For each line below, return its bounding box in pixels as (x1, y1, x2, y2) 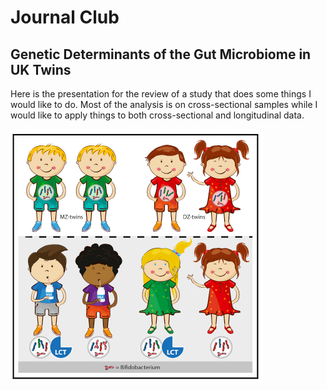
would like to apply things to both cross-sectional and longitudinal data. (10, 109, 305, 121)
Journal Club (10, 6, 120, 29)
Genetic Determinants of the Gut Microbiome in (10, 46, 312, 63)
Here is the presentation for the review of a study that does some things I (10, 88, 312, 100)
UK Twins (10, 61, 72, 78)
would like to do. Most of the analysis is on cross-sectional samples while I (10, 99, 318, 110)
